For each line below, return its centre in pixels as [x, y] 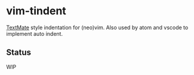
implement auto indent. [35, 33]
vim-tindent [36, 11]
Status [19, 53]
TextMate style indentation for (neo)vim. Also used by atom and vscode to [97, 27]
